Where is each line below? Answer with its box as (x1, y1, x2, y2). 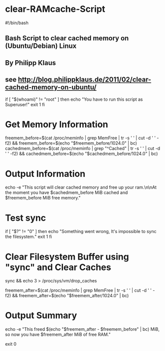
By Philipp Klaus (5, 58, 56, 67)
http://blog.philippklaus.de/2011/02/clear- (18, 76, 152, 84)
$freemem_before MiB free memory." (5, 195, 81, 201)
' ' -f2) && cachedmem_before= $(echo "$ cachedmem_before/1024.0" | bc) (5, 151, 158, 156)
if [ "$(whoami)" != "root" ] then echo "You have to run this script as (5, 96, 143, 102)
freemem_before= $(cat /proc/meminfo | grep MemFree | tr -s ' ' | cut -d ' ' (5, 135, 156, 141)
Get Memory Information (5, 118, 108, 130)
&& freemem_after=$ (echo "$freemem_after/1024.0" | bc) (12, 293, 129, 299)
